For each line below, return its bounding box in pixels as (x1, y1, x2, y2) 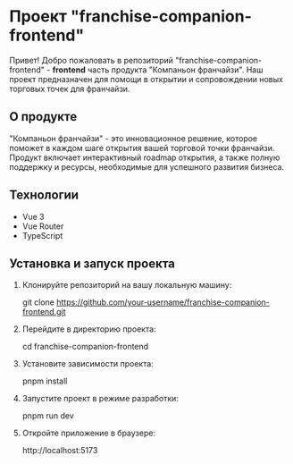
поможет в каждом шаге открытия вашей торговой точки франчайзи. (9, 142, 275, 153)
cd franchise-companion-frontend (21, 342, 149, 352)
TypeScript (21, 230, 63, 240)
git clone (21, 297, 55, 308)
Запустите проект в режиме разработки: (21, 393, 179, 404)
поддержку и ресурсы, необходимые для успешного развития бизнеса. (9, 161, 285, 172)
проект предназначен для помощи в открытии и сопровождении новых (9, 73, 284, 84)
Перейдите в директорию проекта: (21, 324, 156, 334)
